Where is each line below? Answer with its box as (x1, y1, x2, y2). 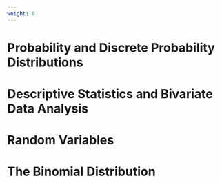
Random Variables (7, 133, 114, 148)
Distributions (7, 55, 84, 70)
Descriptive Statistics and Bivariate (7, 86, 214, 102)
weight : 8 (7, 10, 36, 17)
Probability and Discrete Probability (7, 39, 215, 55)
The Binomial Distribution (7, 164, 157, 180)
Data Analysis (7, 101, 89, 116)
